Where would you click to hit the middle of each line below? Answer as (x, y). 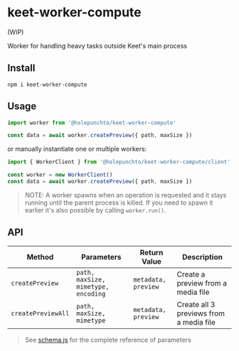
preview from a (202, 283)
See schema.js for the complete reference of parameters (108, 340)
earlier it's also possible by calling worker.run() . (95, 210)
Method (40, 256)
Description (202, 256)
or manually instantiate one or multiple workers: (77, 149)
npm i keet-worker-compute (47, 85)
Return (152, 252)
